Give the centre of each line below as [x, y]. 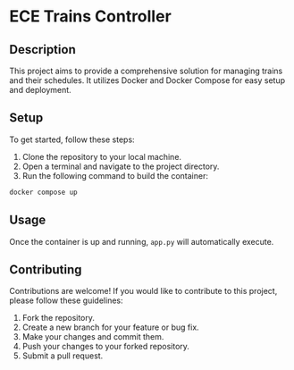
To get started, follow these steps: [72, 139]
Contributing [46, 269]
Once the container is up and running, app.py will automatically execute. [142, 241]
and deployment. [40, 90]
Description [42, 50]
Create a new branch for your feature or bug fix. [110, 327]
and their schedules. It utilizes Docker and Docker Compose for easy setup [147, 80]
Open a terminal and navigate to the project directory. [121, 166]
